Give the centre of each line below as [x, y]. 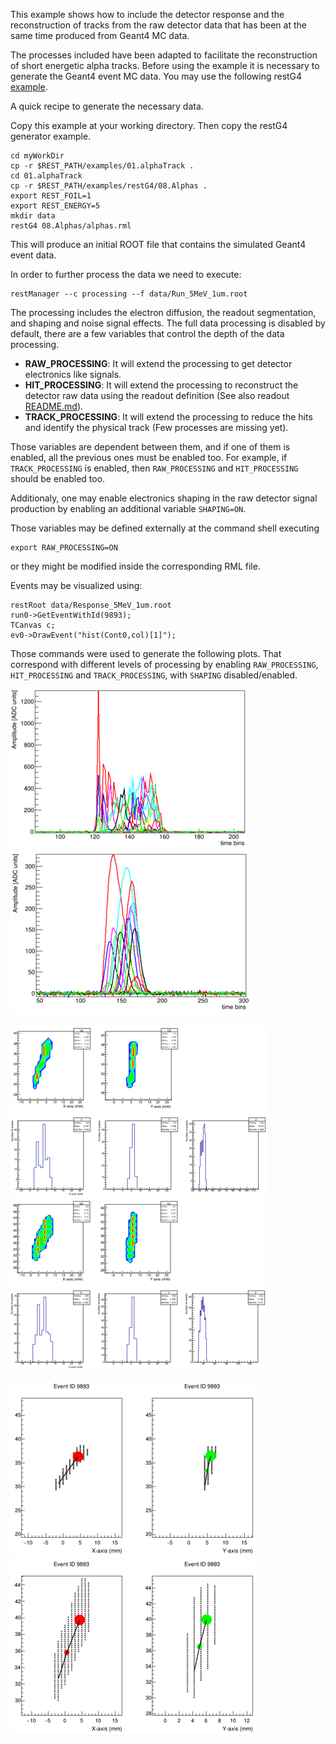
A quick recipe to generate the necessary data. [107, 106]
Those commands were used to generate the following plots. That [146, 653]
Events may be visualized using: [76, 585]
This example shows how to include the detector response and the [147, 14]
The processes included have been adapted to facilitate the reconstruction [164, 55]
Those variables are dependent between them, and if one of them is [150, 447]
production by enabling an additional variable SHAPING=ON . [128, 508]
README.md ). [54, 406]
